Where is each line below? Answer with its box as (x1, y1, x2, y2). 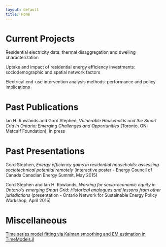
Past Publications (5, 102, 79, 112)
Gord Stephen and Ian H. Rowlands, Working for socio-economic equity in (5, 182, 156, 188)
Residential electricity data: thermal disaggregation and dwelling (5, 49, 136, 55)
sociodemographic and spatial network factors (5, 70, 100, 75)
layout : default (5, 7, 39, 12)
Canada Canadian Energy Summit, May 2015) (5, 172, 98, 178)
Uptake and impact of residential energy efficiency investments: (5, 64, 135, 70)
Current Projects (5, 33, 75, 44)
